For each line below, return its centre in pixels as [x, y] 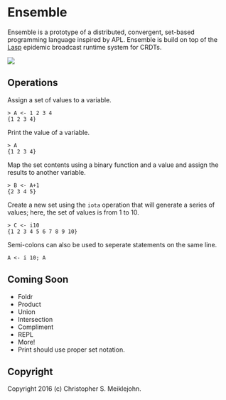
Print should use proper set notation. [71, 350]
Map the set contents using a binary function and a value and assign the [113, 165]
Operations [33, 83]
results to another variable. [47, 172]
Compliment [36, 327]
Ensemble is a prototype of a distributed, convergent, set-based [101, 32]
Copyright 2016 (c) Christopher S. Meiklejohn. [74, 389]
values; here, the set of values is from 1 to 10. [74, 212]
